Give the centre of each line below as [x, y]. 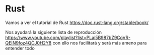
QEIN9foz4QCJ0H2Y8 [28, 42]
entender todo [20, 48]
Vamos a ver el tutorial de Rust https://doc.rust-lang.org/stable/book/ [77, 22]
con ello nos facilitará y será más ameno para [100, 42]
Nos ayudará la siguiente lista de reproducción [54, 32]
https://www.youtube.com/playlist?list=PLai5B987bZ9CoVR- [68, 37]
